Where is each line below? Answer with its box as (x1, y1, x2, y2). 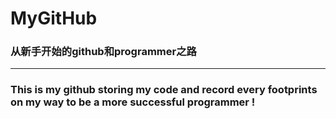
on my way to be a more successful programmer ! (10, 95, 256, 109)
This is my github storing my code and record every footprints (10, 83, 318, 97)
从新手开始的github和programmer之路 (10, 45, 197, 59)
